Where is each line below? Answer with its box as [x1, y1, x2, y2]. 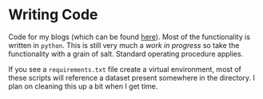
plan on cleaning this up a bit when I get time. [8, 81, 158, 91]
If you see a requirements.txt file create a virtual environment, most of [8, 64, 242, 73]
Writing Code [8, 6, 98, 24]
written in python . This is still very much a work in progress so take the [8, 40, 240, 49]
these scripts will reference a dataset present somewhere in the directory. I [8, 73, 256, 82]
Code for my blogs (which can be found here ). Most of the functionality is [8, 32, 250, 42]
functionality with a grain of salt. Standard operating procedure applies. [8, 49, 244, 58]
